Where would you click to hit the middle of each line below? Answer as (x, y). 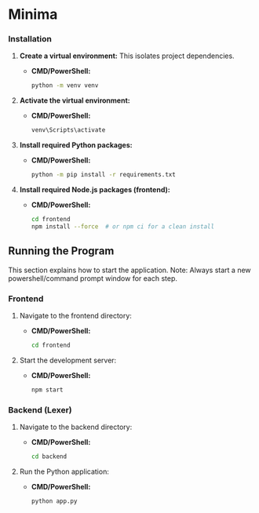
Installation (30, 39)
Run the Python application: (64, 471)
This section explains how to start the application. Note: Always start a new (129, 270)
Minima (33, 15)
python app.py (54, 501)
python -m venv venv (65, 85)
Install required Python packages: (76, 145)
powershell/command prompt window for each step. (93, 278)
